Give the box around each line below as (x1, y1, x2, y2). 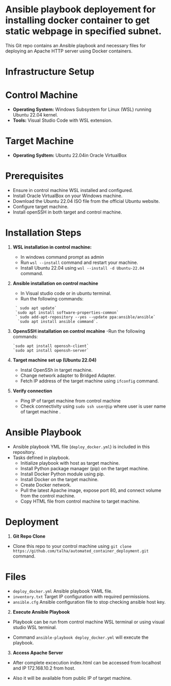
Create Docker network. (20, 482, 71, 488)
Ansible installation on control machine (12, 280, 99, 286)
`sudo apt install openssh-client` (12, 343, 89, 349)
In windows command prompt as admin (20, 254, 104, 260)
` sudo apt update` (15, 306, 57, 311)
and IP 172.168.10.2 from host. (12, 665, 75, 671)
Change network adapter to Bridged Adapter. (20, 372, 116, 378)
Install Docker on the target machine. (20, 476, 99, 482)
